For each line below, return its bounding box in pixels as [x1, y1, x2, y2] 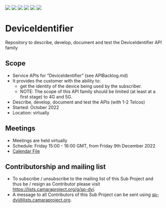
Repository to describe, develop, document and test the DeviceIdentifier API [5, 39, 162, 45]
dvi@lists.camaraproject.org [12, 197, 71, 203]
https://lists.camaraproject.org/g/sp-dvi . [12, 186, 95, 192]
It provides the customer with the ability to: [12, 77, 101, 83]
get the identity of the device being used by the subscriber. [19, 83, 142, 89]
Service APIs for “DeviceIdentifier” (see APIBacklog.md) [12, 72, 128, 78]
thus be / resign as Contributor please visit [12, 181, 100, 187]
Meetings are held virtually [12, 137, 67, 143]
